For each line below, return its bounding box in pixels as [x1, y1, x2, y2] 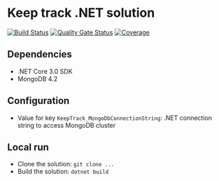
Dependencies [7, 48, 72, 60]
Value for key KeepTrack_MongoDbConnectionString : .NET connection [17, 114, 212, 122]
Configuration [7, 95, 70, 107]
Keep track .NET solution [7, 5, 155, 21]
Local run [7, 141, 49, 153]
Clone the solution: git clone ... [17, 160, 115, 168]
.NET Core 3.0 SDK [17, 67, 73, 75]
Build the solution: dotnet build [17, 167, 109, 176]
